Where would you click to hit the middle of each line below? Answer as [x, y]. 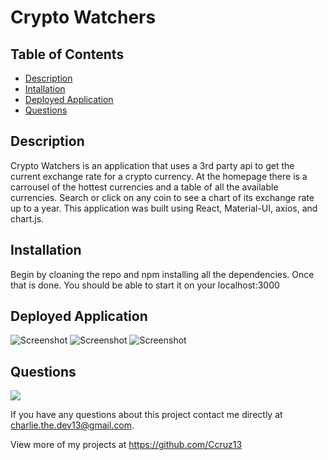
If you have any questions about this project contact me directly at [146, 415]
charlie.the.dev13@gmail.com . [72, 425]
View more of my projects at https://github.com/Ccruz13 [126, 445]
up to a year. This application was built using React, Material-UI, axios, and [164, 208]
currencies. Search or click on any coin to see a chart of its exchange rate [162, 197]
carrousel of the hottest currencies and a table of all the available [144, 187]
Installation [46, 250]
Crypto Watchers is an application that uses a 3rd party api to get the [152, 165]
